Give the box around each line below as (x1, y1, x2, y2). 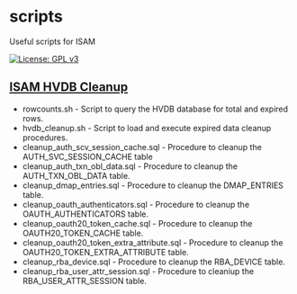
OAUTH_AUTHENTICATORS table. (22, 209, 149, 219)
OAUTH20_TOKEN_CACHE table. (22, 227, 144, 238)
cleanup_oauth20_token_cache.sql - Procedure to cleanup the (22, 218, 253, 228)
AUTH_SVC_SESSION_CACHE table (22, 151, 153, 162)
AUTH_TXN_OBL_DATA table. (22, 170, 130, 181)
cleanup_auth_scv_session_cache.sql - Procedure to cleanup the (22, 141, 263, 152)
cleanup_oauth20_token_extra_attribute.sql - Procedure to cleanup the (22, 236, 283, 248)
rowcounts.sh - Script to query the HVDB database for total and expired (22, 103, 289, 114)
